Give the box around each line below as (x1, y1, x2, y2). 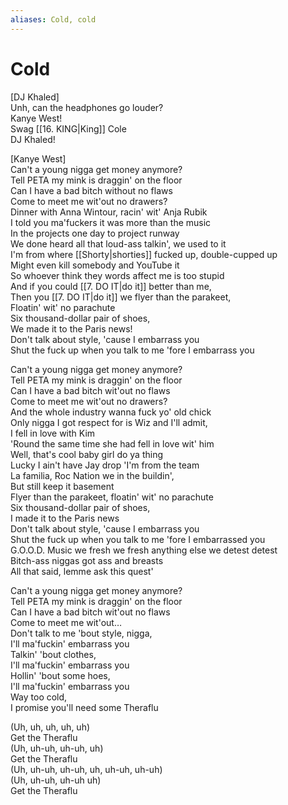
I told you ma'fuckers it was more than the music (10, 216, 212, 228)
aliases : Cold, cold (10, 14, 97, 25)
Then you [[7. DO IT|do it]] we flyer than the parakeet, (10, 291, 232, 303)
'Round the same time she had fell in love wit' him (10, 437, 215, 450)
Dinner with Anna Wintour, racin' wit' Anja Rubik (10, 206, 208, 218)
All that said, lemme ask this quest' (10, 565, 154, 577)
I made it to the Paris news (10, 512, 120, 524)
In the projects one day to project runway (10, 227, 180, 239)
